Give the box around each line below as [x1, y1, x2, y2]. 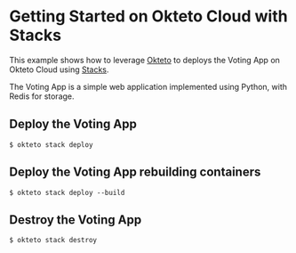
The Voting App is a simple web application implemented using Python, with [9, 81, 287, 92]
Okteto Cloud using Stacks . [9, 64, 109, 75]
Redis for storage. [9, 91, 75, 102]
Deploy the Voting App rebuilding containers [9, 165, 261, 180]
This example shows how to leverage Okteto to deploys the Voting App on [9, 54, 280, 65]
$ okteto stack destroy [9, 236, 98, 245]
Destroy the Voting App [9, 212, 142, 227]
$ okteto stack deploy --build [9, 188, 125, 197]
